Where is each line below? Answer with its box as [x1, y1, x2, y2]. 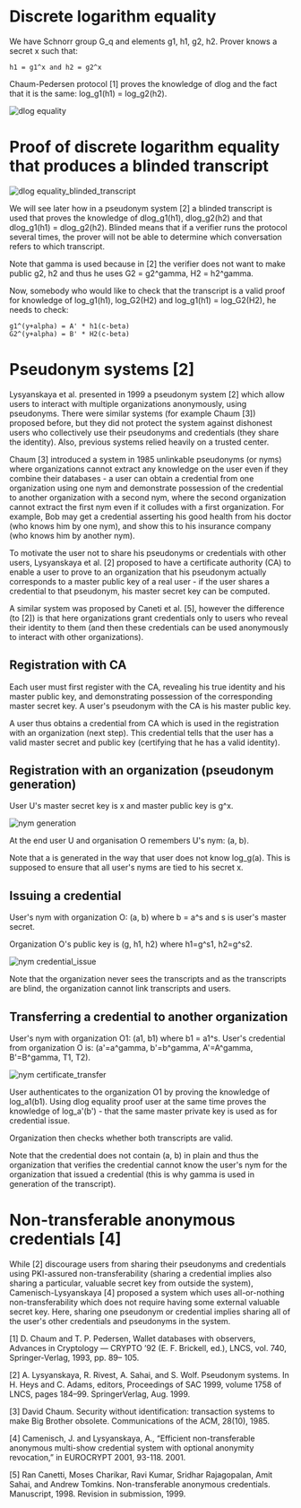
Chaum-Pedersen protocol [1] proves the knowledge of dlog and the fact [9, 78, 278, 89]
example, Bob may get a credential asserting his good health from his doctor [9, 511, 292, 522]
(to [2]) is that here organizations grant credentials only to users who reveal [9, 612, 288, 623]
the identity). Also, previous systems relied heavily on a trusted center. [9, 437, 270, 447]
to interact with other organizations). [9, 631, 144, 642]
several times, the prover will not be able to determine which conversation [9, 231, 282, 242]
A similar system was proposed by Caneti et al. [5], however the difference [9, 602, 285, 613]
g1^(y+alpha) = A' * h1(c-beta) [9, 321, 130, 331]
